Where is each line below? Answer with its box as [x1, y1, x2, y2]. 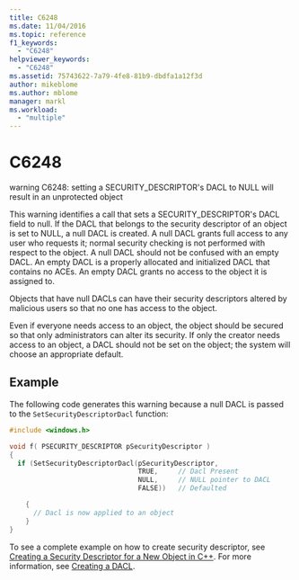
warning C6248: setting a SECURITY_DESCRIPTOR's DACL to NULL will [9, 182, 274, 193]
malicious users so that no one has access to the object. [9, 303, 218, 314]
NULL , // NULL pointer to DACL [137, 476, 271, 485]
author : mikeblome [9, 80, 78, 89]
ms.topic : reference [9, 30, 87, 39]
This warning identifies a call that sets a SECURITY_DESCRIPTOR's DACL [9, 209, 280, 220]
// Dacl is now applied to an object [32, 508, 175, 517]
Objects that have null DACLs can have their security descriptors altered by [9, 293, 287, 304]
